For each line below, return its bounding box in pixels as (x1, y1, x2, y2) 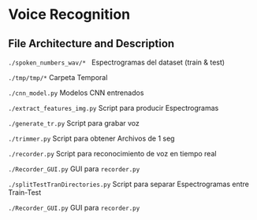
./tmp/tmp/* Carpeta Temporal (8, 73, 108, 82)
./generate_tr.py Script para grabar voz (8, 119, 140, 127)
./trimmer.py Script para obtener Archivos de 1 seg (8, 134, 175, 143)
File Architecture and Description (8, 37, 175, 50)
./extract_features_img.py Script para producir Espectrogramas (8, 104, 219, 112)
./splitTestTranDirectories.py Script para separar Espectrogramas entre (8, 179, 250, 189)
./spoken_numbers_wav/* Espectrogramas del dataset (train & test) (8, 57, 225, 67)
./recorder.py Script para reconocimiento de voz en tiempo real (8, 149, 217, 158)
